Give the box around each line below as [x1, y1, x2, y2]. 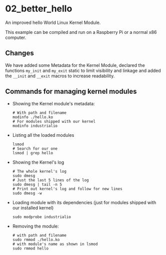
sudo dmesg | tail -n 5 [12, 182, 62, 187]
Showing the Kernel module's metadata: [12, 100, 95, 106]
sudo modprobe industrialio [12, 214, 71, 220]
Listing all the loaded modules [12, 132, 74, 138]
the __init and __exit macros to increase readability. [5, 73, 115, 79]
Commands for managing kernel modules [5, 87, 137, 96]
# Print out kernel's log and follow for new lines [12, 186, 122, 191]
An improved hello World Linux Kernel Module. [5, 19, 101, 25]
